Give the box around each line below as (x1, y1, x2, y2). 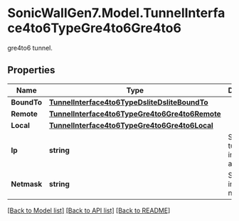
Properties (7, 64, 55, 76)
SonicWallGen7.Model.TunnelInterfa (7, 5, 225, 21)
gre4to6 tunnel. (7, 43, 53, 52)
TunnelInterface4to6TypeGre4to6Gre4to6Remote (48, 109, 222, 119)
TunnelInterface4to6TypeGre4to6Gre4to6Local (48, 120, 213, 130)
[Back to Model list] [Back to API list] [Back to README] (7, 206, 171, 215)
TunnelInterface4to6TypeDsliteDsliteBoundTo (48, 97, 208, 107)
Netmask (11, 179, 43, 189)
